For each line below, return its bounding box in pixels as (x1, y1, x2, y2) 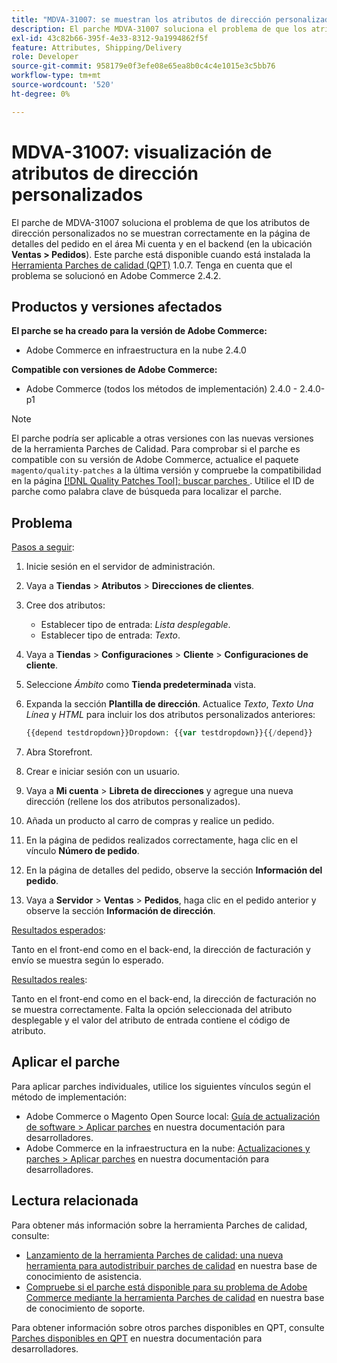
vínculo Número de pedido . (25, 845, 140, 857)
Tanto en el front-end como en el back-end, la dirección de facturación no (11, 993, 317, 1005)
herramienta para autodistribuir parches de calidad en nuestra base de (25, 1259, 318, 1271)
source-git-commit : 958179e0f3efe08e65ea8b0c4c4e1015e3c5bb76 (11, 61, 276, 71)
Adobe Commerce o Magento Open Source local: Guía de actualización (25, 1110, 321, 1122)
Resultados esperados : (11, 924, 106, 936)
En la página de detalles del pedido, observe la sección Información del (25, 864, 323, 876)
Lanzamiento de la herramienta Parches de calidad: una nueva (25, 1249, 284, 1261)
